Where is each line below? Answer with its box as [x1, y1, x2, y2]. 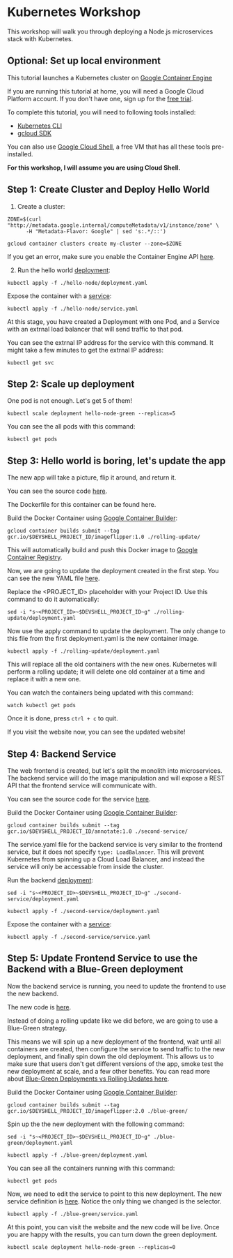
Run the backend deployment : [7, 876, 94, 884]
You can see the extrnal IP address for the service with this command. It [7, 338, 214, 346]
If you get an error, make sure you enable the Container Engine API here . [7, 252, 216, 260]
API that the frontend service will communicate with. [7, 781, 157, 790]
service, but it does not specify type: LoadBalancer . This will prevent [7, 848, 204, 856]
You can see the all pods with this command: [7, 422, 136, 431]
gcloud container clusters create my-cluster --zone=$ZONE [7, 240, 182, 247]
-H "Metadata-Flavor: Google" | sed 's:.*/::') [25, 228, 167, 235]
